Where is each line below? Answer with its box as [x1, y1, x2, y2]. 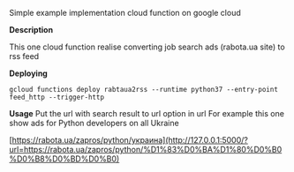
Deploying [9, 68, 49, 79]
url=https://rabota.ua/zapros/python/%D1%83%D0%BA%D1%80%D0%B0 [9, 145, 283, 154]
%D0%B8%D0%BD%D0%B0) [9, 153, 120, 164]
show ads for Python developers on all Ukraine [9, 118, 179, 128]
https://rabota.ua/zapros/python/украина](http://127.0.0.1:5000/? [11, 135, 249, 145]
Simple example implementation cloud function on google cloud [9, 8, 241, 18]
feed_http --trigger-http [9, 93, 104, 101]
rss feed [9, 51, 40, 61]
